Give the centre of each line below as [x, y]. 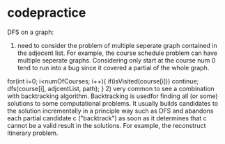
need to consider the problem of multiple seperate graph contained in [117, 45]
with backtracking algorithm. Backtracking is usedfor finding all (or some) [113, 96]
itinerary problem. [33, 133]
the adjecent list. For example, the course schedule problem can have [117, 53]
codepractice [47, 13]
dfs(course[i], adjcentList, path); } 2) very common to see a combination [111, 88]
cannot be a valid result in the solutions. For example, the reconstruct [107, 125]
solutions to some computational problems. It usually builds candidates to [113, 103]
